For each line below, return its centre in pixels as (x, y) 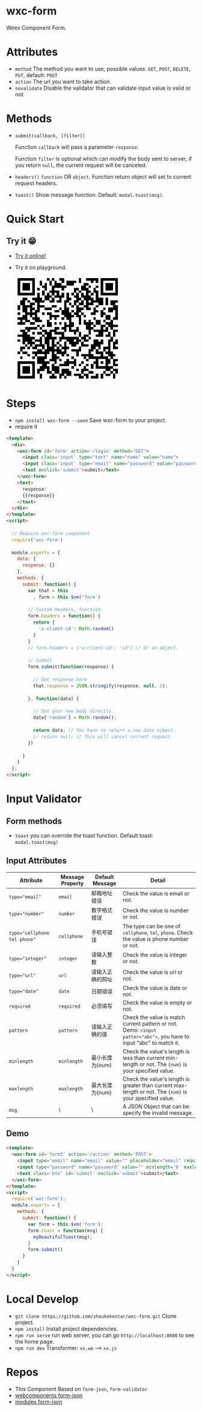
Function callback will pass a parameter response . (77, 147)
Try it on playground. (41, 267)
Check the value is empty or (158, 1003)
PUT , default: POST (36, 75)
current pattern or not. (150, 1024)
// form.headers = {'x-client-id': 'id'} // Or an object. (103, 648)
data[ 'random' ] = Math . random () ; (75, 718)
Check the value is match (154, 1017)
